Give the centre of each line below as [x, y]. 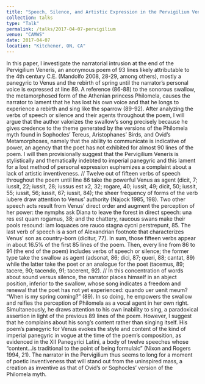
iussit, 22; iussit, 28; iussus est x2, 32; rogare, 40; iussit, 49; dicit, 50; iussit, [102, 186]
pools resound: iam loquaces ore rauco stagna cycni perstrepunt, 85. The [99, 225]
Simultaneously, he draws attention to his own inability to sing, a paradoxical [102, 309]
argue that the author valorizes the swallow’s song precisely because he [97, 121]
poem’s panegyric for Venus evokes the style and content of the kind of [96, 329]
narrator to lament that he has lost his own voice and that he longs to [93, 102]
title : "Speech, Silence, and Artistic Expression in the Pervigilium [98, 12]
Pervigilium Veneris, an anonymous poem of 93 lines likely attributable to [98, 69]
